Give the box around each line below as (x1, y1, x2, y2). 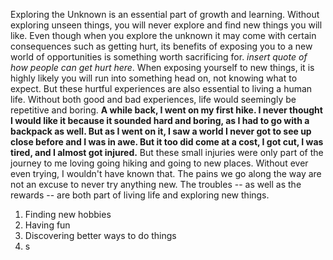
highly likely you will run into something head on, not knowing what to (10, 72, 298, 84)
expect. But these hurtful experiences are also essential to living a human (10, 83, 313, 94)
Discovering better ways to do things (24, 230, 177, 241)
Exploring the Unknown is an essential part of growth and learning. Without (10, 9, 320, 20)
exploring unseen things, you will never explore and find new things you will (10, 19, 323, 31)
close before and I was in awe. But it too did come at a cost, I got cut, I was (10, 136, 324, 148)
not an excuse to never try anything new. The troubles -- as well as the (10, 179, 302, 190)
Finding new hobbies (24, 209, 112, 220)
